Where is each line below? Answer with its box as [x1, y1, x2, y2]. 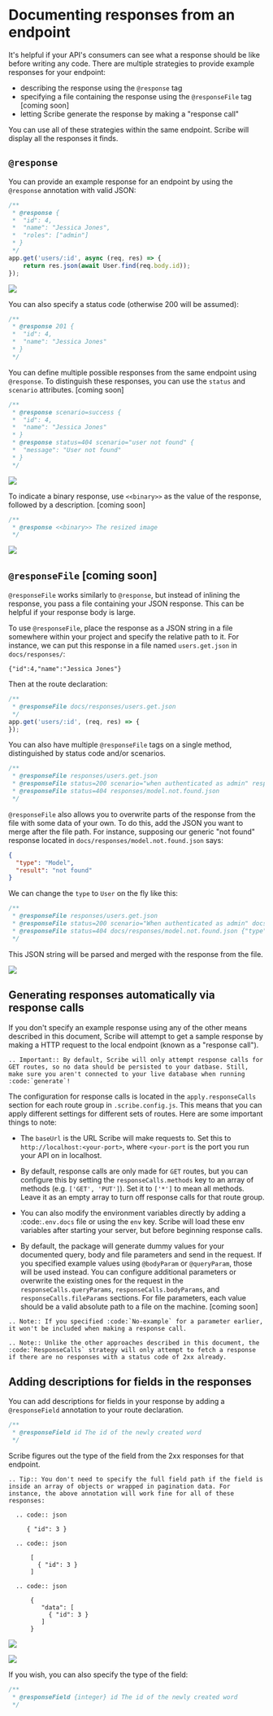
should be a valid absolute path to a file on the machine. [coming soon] [19, 1301, 258, 1311]
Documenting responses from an [8, 6, 236, 24]
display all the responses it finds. [8, 133, 119, 143]
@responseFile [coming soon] [8, 568, 158, 582]
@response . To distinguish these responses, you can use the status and [8, 376, 246, 386]
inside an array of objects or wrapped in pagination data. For [8, 1482, 231, 1490]
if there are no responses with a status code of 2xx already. [8, 1353, 227, 1361]
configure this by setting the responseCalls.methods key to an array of [19, 1174, 254, 1184]
